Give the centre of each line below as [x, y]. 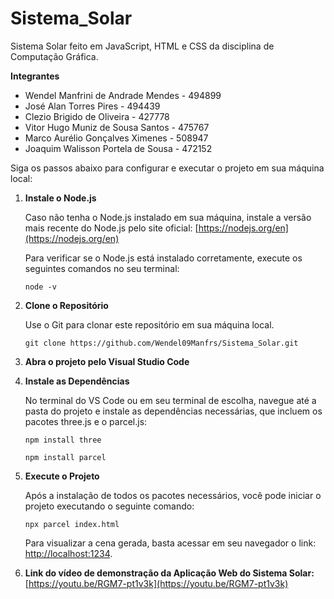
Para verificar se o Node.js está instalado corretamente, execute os [163, 258]
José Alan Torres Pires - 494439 [92, 106]
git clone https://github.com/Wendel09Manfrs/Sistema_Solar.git [161, 343]
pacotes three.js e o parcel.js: [86, 421]
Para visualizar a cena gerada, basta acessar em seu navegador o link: [170, 543]
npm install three [63, 440]
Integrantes [35, 76]
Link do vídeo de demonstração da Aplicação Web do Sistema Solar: [169, 573]
